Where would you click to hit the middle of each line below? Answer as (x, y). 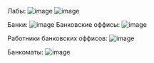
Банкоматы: (26, 52)
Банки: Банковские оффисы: (64, 24)
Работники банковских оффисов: (58, 38)
